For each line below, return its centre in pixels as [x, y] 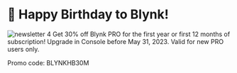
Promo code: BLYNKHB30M [48, 62]
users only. [23, 49]
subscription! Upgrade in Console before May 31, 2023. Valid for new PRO [116, 41]
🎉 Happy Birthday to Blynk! [88, 15]
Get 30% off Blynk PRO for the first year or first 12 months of [141, 34]
